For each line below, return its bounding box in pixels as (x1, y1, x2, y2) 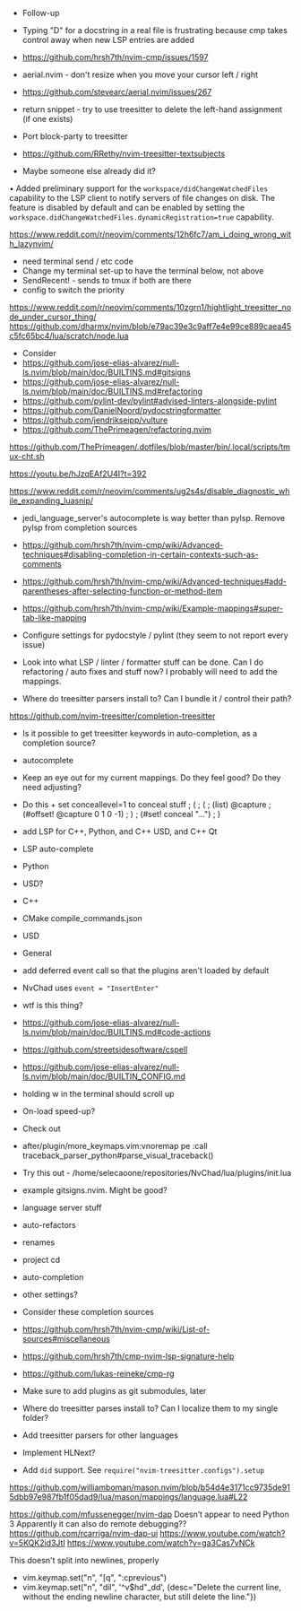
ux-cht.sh (9, 451, 45, 461)
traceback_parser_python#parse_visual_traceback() (21, 1150, 214, 1161)
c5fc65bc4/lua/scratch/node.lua (9, 331, 129, 341)
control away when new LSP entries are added (21, 35, 195, 45)
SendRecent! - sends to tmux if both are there (21, 275, 192, 285)
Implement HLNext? (21, 1448, 96, 1458)
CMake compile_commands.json (21, 913, 143, 923)
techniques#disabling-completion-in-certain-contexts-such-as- (21, 549, 259, 560)
